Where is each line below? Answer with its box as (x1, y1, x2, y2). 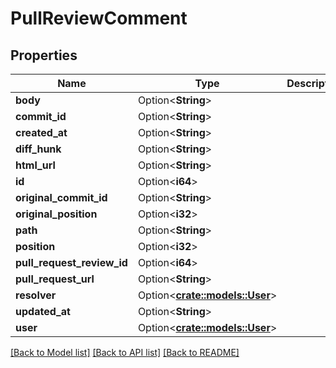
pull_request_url (15, 272, 95, 286)
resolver (15, 288, 57, 302)
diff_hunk (15, 142, 62, 156)
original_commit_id (15, 191, 108, 204)
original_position (15, 207, 98, 221)
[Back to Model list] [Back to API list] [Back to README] (10, 347, 240, 358)
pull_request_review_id (15, 256, 128, 269)
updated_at (15, 305, 71, 318)
